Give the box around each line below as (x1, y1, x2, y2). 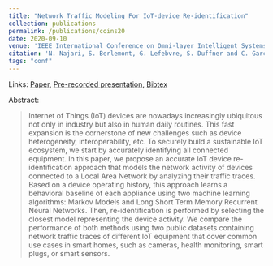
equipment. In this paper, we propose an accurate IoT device (28, 153, 232, 163)
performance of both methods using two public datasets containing (28, 222, 254, 232)
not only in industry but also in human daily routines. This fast (28, 119, 235, 129)
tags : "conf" (8, 58, 53, 66)
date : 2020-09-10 (8, 34, 67, 43)
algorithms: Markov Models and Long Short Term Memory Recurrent (28, 196, 258, 207)
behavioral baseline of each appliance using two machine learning (28, 188, 250, 198)
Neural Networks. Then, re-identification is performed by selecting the (28, 205, 265, 215)
